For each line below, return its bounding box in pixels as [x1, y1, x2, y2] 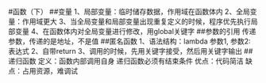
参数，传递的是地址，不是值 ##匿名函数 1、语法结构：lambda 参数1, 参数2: [8, 36, 251, 46]
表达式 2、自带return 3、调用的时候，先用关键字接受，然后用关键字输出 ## [8, 47, 253, 55]
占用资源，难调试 [21, 66, 78, 75]
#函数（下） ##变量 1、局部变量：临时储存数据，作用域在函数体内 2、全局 [8, 7, 250, 16]
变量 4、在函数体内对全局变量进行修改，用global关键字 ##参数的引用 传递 [14, 27, 256, 36]
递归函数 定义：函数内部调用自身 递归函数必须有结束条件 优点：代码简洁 [8, 56, 244, 66]
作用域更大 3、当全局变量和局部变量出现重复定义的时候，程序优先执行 [21, 17, 252, 26]
